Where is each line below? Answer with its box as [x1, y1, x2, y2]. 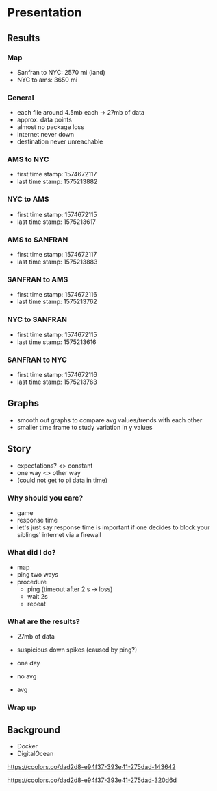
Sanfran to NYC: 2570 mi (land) [16, 68, 106, 76]
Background [7, 724, 60, 735]
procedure [16, 578, 47, 586]
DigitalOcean [16, 750, 54, 758]
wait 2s [27, 593, 48, 601]
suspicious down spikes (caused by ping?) [16, 645, 138, 654]
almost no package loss [16, 123, 84, 131]
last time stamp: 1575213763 [16, 378, 98, 386]
